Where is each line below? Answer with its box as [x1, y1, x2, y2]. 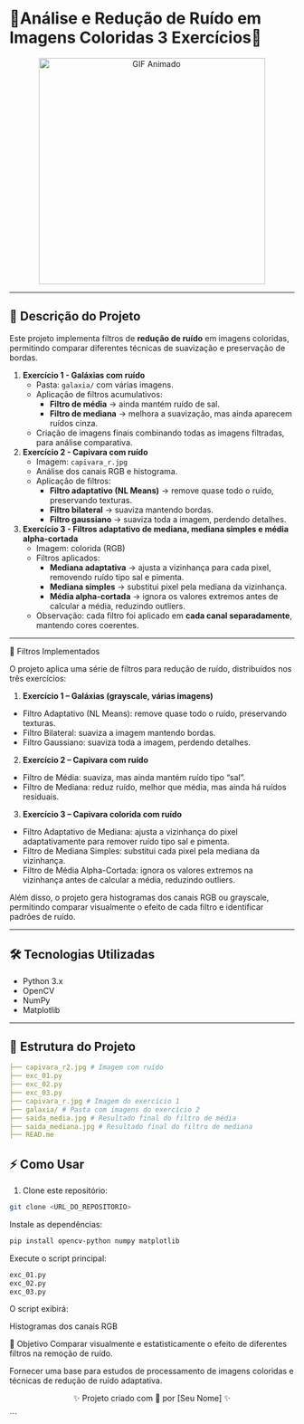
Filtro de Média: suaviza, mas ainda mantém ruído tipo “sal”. [22, 771, 246, 782]
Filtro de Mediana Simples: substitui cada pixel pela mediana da [22, 846, 261, 856]
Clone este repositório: [22, 1185, 109, 1196]
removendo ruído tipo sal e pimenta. [49, 571, 185, 582]
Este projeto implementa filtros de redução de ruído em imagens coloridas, [9, 332, 290, 343]
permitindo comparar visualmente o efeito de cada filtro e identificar [9, 901, 264, 913]
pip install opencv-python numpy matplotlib [9, 1236, 180, 1246]
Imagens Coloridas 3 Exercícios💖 [9, 27, 262, 48]
